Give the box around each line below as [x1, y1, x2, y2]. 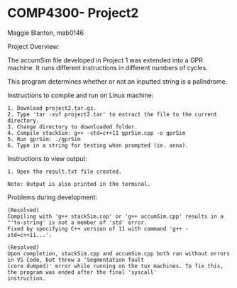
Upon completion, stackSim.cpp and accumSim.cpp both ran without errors [7, 250, 231, 257]
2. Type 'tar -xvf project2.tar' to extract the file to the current [7, 111, 218, 118]
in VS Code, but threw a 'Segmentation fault [7, 256, 144, 263]
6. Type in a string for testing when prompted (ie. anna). [7, 142, 189, 149]
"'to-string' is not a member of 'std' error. [7, 218, 148, 226]
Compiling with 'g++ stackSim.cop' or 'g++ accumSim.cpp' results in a [7, 213, 224, 220]
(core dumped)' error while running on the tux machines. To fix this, [7, 262, 224, 270]
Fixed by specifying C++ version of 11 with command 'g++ [7, 225, 182, 232]
